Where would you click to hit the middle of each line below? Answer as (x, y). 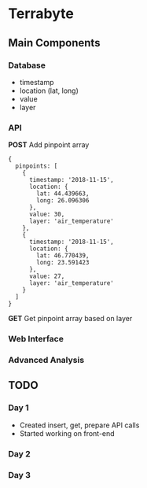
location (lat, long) (49, 91)
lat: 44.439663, (63, 194)
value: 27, (47, 276)
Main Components (54, 43)
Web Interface (36, 339)
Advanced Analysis (46, 360)
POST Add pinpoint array (49, 145)
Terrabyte (41, 14)
